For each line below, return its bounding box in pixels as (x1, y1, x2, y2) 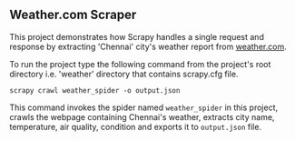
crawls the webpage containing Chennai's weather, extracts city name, (9, 111, 275, 122)
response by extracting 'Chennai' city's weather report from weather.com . (9, 41, 288, 52)
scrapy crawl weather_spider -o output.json (9, 86, 181, 95)
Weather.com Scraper (9, 7, 137, 23)
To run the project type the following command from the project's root (9, 58, 271, 69)
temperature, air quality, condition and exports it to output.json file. (9, 121, 261, 132)
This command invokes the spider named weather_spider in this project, (9, 102, 279, 113)
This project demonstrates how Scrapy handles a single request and (9, 31, 265, 42)
